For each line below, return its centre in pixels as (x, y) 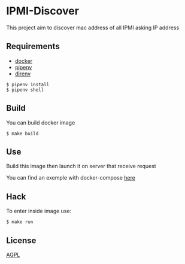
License (21, 240)
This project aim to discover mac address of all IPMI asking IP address (93, 28)
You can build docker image (41, 122)
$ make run (20, 222)
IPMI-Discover (43, 11)
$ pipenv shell (25, 90)
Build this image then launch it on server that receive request (81, 166)
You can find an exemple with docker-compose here (71, 178)
